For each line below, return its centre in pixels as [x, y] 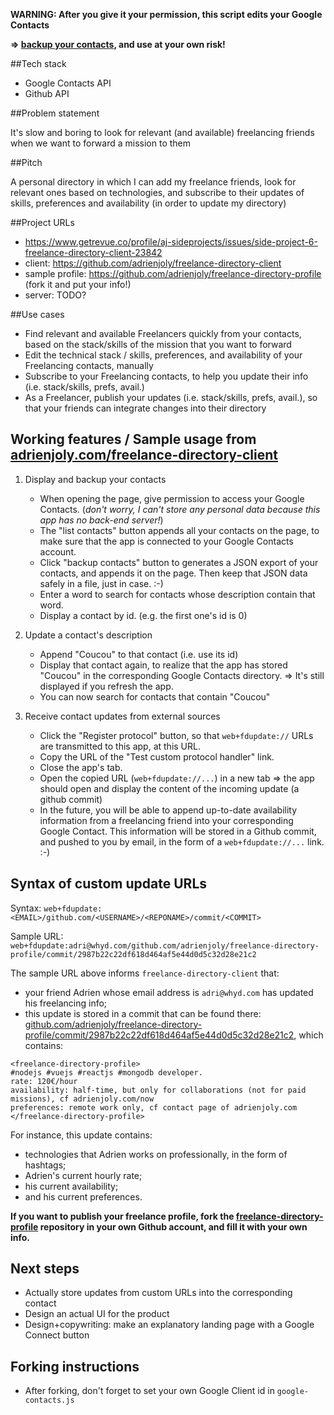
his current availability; [71, 1186]
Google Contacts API [68, 83]
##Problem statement [55, 113]
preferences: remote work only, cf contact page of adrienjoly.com [154, 1107]
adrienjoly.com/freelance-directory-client [144, 455]
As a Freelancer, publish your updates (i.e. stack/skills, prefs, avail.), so [171, 397]
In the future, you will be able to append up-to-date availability [168, 810]
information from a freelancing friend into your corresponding [166, 820]
